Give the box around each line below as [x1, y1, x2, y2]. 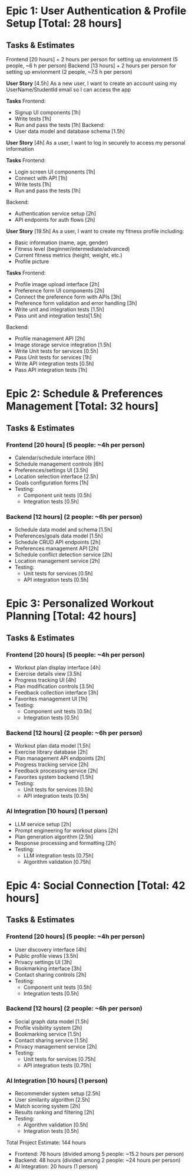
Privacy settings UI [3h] [14, 958, 72, 965]
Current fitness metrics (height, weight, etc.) [14, 252, 123, 258]
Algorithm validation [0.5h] [23, 1121, 88, 1128]
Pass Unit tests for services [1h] [14, 354, 92, 361]
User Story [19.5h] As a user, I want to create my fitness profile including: [6, 228, 184, 234]
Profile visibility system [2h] [14, 1024, 82, 1031]
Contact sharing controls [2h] [14, 971, 87, 978]
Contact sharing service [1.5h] [14, 1037, 88, 1044]
